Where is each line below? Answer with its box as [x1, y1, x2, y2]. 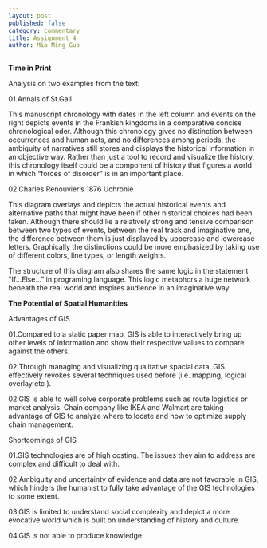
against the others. [8, 346, 70, 356]
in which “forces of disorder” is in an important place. [8, 169, 184, 179]
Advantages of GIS [8, 314, 70, 324]
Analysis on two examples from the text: [8, 79, 140, 89]
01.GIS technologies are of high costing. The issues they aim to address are [8, 451, 256, 460]
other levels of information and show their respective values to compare [8, 338, 245, 348]
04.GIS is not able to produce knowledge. [8, 531, 144, 541]
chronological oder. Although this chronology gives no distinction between [8, 127, 253, 136]
